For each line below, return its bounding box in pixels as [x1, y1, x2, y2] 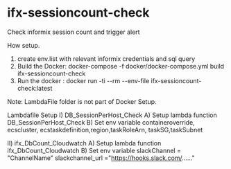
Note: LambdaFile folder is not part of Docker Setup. [7, 97, 157, 105]
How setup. [7, 41, 40, 49]
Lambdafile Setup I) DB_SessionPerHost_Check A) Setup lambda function [7, 111, 217, 119]
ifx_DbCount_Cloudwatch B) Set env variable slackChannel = [7, 146, 182, 154]
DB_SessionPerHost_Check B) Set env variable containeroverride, [7, 118, 196, 126]
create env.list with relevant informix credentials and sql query [17, 54, 196, 63]
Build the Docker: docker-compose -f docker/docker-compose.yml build [17, 62, 224, 70]
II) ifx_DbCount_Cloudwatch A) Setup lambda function [7, 139, 162, 147]
